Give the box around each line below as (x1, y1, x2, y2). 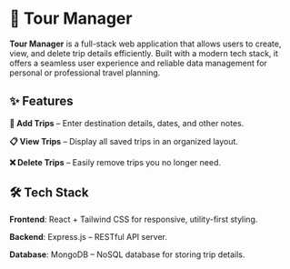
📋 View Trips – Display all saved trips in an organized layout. (9, 135, 239, 146)
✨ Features (9, 94, 74, 109)
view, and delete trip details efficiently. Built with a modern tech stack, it (9, 47, 279, 58)
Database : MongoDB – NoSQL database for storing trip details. (9, 249, 245, 260)
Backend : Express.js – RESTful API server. (9, 231, 168, 242)
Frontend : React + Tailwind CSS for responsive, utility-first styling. (9, 214, 258, 224)
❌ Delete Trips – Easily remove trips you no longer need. (9, 156, 221, 167)
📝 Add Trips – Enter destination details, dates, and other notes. (9, 117, 245, 128)
